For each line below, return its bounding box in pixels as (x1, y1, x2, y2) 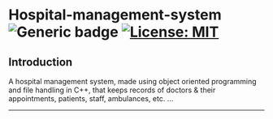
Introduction (8, 55, 73, 69)
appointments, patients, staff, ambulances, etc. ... (8, 94, 174, 103)
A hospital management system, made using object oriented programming (8, 77, 258, 86)
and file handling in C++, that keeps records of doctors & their (8, 85, 216, 95)
